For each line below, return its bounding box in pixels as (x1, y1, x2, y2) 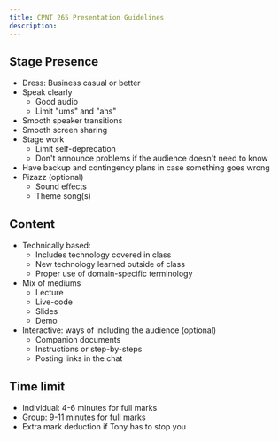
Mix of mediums (21, 278, 81, 288)
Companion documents (35, 335, 121, 345)
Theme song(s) (35, 191, 91, 201)
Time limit (9, 379, 66, 394)
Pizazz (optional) (21, 172, 84, 183)
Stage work (21, 134, 65, 145)
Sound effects (35, 181, 87, 192)
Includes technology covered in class (35, 249, 172, 260)
